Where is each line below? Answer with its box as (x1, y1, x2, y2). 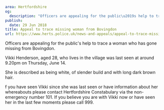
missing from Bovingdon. (5, 46, 56, 51)
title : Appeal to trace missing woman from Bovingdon (5, 27, 117, 32)
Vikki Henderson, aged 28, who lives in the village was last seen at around (5, 55, 155, 61)
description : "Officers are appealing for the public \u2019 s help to (9, 14, 154, 18)
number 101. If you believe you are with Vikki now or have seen (29, 94, 155, 100)
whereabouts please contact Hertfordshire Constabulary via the (5, 89, 133, 95)
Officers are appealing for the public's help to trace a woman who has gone (5, 40, 157, 46)
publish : (5, 18, 23, 23)
